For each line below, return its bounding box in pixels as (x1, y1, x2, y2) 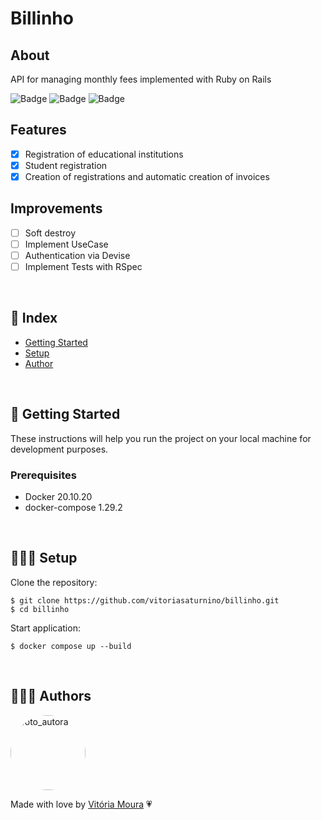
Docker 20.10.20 (24, 490, 93, 502)
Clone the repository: (10, 576, 98, 588)
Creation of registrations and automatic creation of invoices (24, 170, 270, 182)
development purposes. (10, 443, 109, 455)
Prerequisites (10, 468, 77, 482)
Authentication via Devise (24, 249, 131, 261)
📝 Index (10, 310, 58, 327)
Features (10, 122, 67, 139)
